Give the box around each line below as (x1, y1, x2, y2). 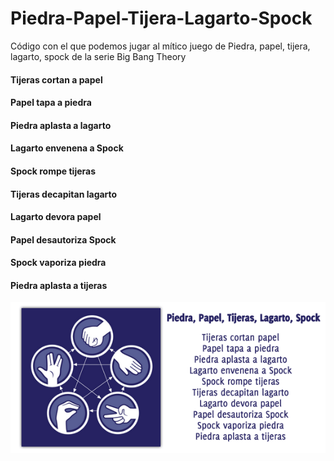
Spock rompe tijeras (10, 165, 96, 177)
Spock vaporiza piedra (10, 257, 107, 269)
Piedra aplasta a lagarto (10, 119, 112, 131)
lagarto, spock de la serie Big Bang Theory (10, 50, 187, 62)
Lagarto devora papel (10, 211, 102, 223)
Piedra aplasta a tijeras (10, 279, 108, 291)
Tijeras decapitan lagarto (10, 188, 118, 200)
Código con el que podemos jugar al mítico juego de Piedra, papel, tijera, (10, 40, 311, 52)
